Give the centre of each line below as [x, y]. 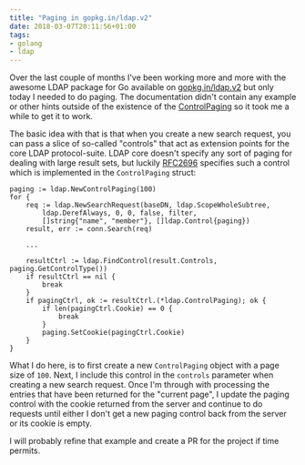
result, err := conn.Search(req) [89, 229]
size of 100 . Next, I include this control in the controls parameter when [142, 375]
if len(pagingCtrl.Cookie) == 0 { [107, 309]
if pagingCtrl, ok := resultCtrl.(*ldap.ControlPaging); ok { [146, 301]
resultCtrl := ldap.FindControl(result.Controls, [122, 261]
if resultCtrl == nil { [71, 277]
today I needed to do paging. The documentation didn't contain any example [153, 97]
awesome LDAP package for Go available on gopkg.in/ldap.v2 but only [142, 87]
